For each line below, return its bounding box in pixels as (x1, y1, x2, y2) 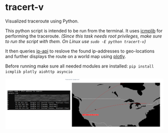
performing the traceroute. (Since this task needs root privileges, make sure (5, 33, 162, 39)
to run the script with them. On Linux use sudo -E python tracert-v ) (5, 38, 146, 44)
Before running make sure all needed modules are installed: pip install (5, 63, 154, 69)
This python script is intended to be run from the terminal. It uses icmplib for (5, 27, 163, 33)
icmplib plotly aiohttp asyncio (5, 69, 73, 74)
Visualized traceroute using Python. (5, 18, 79, 24)
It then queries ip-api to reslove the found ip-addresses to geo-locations (5, 48, 154, 54)
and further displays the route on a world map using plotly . (5, 53, 126, 59)
